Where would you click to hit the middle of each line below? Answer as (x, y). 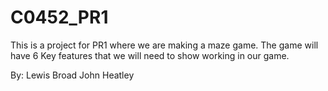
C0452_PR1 (59, 17)
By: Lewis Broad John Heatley (72, 75)
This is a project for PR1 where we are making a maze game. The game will (164, 45)
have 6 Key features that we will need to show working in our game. (150, 55)
